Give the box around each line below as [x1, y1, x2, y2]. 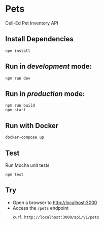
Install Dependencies [5, 35, 74, 43]
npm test [5, 172, 24, 177]
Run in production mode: [5, 89, 85, 98]
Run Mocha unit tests [5, 162, 50, 168]
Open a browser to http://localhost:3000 [12, 199, 97, 206]
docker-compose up [5, 135, 44, 140]
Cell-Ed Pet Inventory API [5, 20, 58, 26]
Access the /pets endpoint [12, 205, 69, 211]
